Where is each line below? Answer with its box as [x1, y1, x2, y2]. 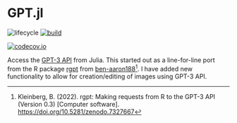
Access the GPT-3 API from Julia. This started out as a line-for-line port [7, 55, 215, 64]
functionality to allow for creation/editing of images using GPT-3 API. [7, 72, 207, 81]
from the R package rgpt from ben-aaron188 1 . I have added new [7, 63, 193, 73]
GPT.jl [7, 5, 44, 21]
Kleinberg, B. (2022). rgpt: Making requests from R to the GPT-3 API [17, 92, 216, 100]
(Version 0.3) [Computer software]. [17, 100, 120, 108]
